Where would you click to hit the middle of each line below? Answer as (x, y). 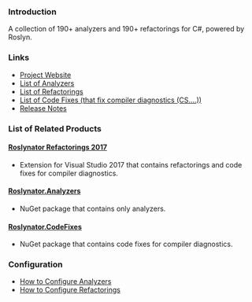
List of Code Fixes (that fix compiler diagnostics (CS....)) (111, 100)
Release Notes (43, 108)
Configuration (35, 264)
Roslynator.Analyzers (44, 191)
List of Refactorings (52, 91)
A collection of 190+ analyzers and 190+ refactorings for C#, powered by (126, 29)
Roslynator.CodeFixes (45, 226)
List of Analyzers (47, 83)
